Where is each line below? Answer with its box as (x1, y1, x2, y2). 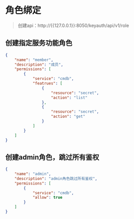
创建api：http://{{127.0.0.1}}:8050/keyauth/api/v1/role (17, 22, 129, 28)
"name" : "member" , (14, 57, 53, 62)
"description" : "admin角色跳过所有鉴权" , (14, 176, 98, 181)
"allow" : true (32, 195, 63, 200)
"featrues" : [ (32, 81, 63, 86)
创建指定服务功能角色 (5, 39, 72, 47)
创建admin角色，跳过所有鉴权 (5, 153, 99, 162)
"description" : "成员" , (14, 62, 64, 67)
